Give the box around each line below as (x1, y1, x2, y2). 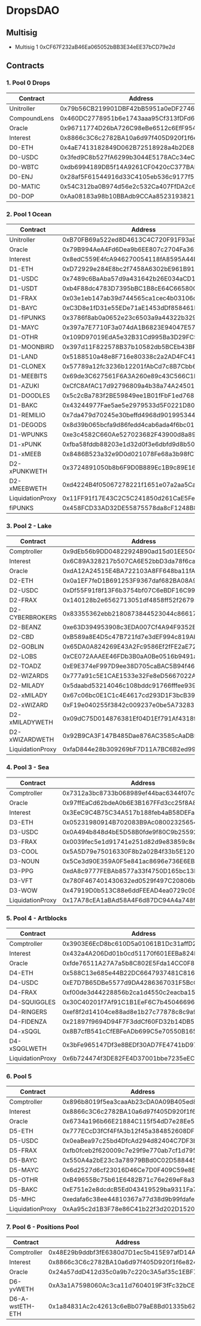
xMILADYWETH (9, 718, 54, 727)
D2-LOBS (9, 652, 37, 661)
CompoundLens (9, 114, 54, 122)
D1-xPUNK (9, 440, 42, 448)
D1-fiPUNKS (9, 313, 46, 321)
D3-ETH (9, 818, 34, 826)
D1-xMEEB (9, 450, 42, 458)
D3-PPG (9, 867, 34, 875)
